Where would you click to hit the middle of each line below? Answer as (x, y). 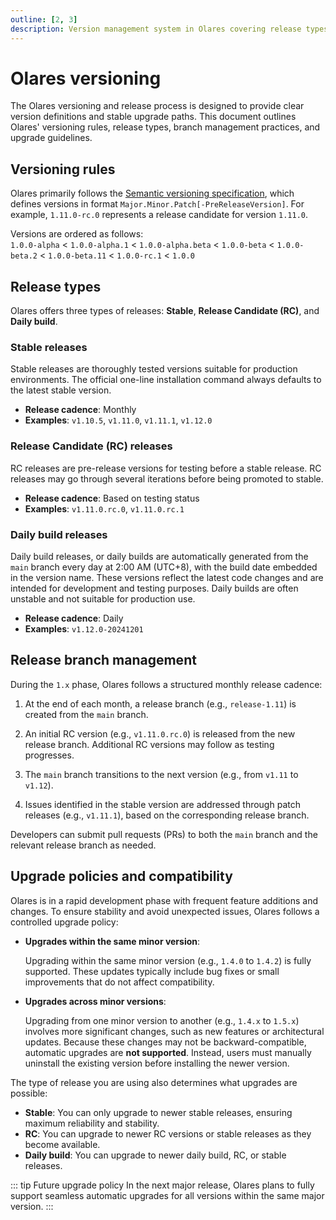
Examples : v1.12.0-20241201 (84, 628)
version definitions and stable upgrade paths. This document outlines (153, 117)
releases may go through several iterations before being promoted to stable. (167, 478)
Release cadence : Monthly (80, 410)
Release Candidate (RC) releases (91, 446)
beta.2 (24, 256)
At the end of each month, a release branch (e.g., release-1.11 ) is (160, 703)
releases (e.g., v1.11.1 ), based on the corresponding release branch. (167, 815)
